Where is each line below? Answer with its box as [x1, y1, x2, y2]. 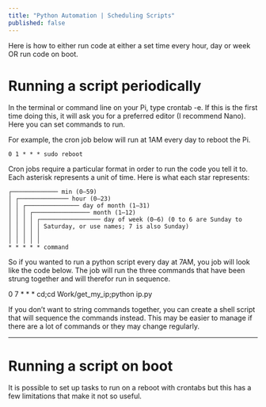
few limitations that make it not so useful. [8, 391, 142, 401]
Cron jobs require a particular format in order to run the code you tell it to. [8, 164, 248, 174]
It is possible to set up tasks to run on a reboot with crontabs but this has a [8, 383, 252, 393]
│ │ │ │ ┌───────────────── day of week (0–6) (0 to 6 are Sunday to [8, 215, 243, 224]
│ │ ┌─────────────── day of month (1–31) [8, 202, 150, 210]
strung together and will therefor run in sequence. [8, 274, 171, 283]
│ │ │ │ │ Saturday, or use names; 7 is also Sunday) [8, 223, 190, 230]
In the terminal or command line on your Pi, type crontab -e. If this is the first [8, 103, 258, 112]
